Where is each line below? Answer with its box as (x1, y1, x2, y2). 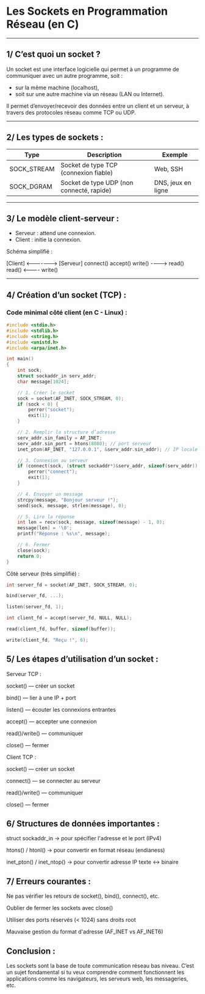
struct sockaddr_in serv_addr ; (17, 373, 97, 379)
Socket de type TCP (60, 160, 118, 169)
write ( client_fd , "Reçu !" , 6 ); (6, 637, 88, 643)
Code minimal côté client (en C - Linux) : (6, 308, 128, 317)
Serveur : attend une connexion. (15, 230, 96, 237)
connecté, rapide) (60, 186, 112, 194)
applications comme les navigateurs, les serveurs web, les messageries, (6, 975, 189, 982)
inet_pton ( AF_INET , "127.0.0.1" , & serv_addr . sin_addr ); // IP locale (17, 446, 198, 453)
